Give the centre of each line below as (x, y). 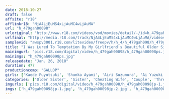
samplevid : (17, 42)
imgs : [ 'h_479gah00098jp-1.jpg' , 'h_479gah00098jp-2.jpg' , (68, 89)
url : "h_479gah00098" (28, 28)
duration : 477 (20, 65)
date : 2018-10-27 (23, 10)
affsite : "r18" (21, 19)
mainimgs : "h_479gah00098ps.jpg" (40, 56)
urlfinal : (16, 38)
